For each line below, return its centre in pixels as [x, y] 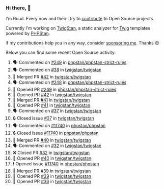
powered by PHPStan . [28, 34]
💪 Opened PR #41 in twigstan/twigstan [51, 105]
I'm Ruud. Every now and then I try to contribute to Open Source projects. [80, 19]
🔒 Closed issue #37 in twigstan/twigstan [54, 118]
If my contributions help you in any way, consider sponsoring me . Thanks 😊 [82, 43]
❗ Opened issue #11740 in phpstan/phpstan [56, 164]
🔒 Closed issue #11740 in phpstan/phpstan [55, 133]
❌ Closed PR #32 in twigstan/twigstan [51, 153]
